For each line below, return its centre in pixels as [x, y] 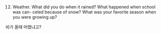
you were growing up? [35, 17]
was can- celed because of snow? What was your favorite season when [84, 12]
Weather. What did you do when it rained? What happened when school [84, 7]
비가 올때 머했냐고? [23, 27]
